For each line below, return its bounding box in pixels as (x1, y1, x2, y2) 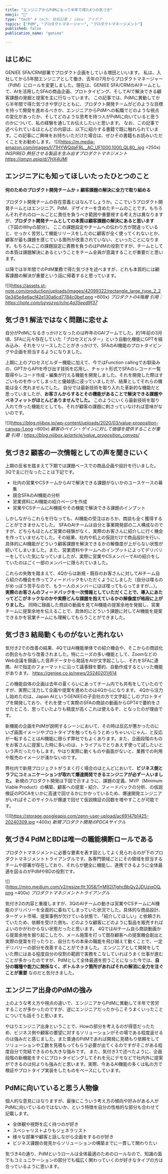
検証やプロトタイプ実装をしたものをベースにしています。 (5, 1067, 123, 1073)
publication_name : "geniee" (5, 31, 64, 36)
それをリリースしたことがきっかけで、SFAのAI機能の (22, 342, 131, 349)
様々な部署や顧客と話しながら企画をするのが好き (12, 1134, 114, 1140)
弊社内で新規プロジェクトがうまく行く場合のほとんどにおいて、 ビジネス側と (5, 765, 163, 771)
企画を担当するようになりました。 (14, 349, 84, 355)
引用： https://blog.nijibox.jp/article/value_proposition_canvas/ (11, 432, 139, 438)
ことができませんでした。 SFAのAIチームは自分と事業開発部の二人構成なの (5, 522, 159, 528)
